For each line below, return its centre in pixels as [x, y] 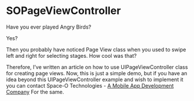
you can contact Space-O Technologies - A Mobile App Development [90, 85]
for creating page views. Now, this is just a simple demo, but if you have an [97, 73]
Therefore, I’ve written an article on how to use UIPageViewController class [97, 67]
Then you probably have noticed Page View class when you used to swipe [96, 49]
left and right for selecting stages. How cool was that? [71, 55]
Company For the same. [35, 92]
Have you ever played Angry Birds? [49, 27]
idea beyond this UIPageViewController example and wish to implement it [95, 79]
